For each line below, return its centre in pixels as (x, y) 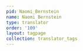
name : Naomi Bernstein (34, 17)
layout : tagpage (26, 33)
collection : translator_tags (42, 39)
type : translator (27, 22)
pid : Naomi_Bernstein (33, 11)
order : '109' (22, 28)
